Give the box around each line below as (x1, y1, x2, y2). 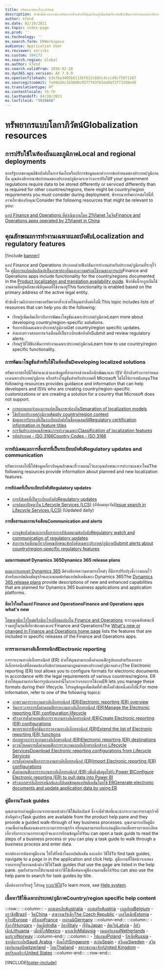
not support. (5, 397, 30, 402)
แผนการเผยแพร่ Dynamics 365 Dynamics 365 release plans (5, 557, 121, 563)
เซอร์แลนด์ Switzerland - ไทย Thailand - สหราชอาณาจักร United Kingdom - (5, 945, 139, 950)
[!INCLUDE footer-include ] (5, 960, 57, 966)
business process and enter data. (5, 841, 72, 847)
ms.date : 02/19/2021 (5, 21, 47, 26)
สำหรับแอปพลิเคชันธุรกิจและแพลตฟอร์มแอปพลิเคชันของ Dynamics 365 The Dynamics (5, 574, 153, 580)
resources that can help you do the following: (5, 304, 96, 310)
